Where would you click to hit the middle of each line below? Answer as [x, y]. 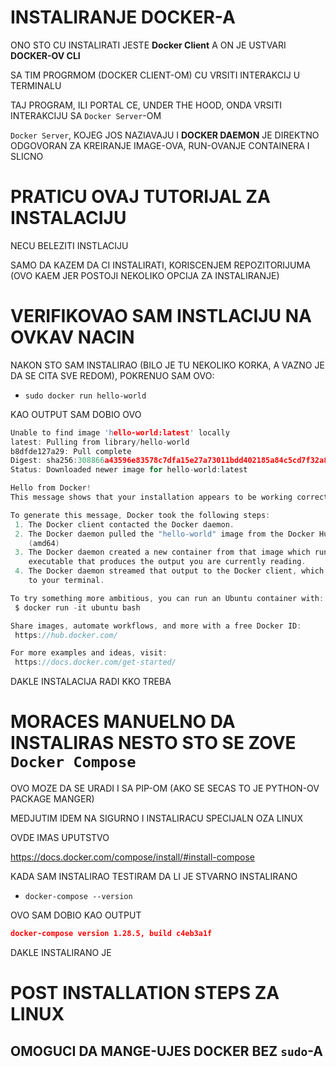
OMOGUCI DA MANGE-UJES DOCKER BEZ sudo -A [166, 1051]
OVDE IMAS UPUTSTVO [60, 838]
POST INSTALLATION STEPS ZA [145, 993]
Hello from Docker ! [51, 488]
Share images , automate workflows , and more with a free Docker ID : [156, 626]
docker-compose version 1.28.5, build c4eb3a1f [111, 934]
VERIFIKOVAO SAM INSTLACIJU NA [161, 316]
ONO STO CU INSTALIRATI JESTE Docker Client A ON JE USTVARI [148, 45]
